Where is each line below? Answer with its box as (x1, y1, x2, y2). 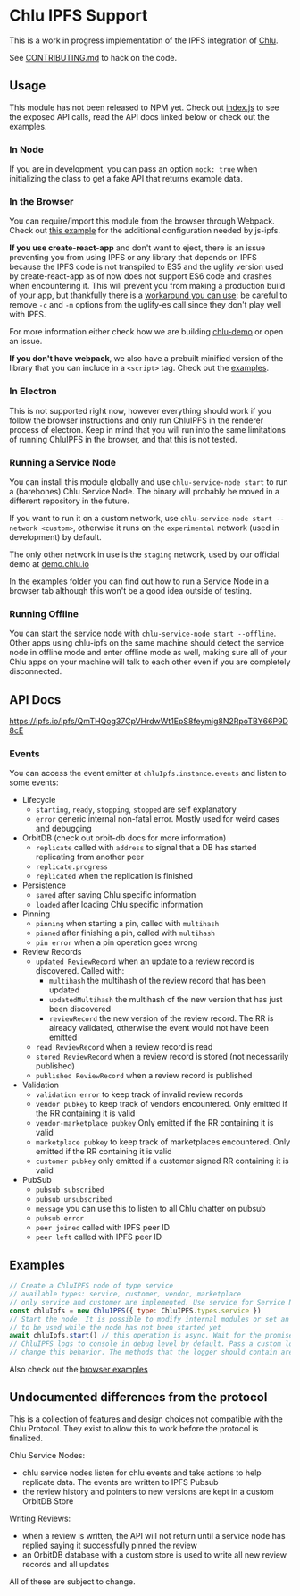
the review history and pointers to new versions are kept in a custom (21, 1486, 274, 1497)
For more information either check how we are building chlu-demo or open (9, 326, 284, 337)
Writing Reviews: (9, 1513, 71, 1524)
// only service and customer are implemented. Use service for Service (9, 1297, 286, 1306)
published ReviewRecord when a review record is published (35, 1070, 253, 1081)
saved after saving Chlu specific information (35, 890, 196, 900)
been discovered (48, 1003, 112, 1015)
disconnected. (9, 666, 62, 677)
